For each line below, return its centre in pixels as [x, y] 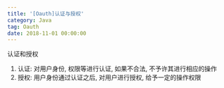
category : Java [30, 20]
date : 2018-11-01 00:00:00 [47, 33]
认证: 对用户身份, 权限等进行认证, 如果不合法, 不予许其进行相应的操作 [117, 69]
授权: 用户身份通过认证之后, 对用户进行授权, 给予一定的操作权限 [109, 78]
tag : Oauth [23, 27]
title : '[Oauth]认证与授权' [46, 14]
